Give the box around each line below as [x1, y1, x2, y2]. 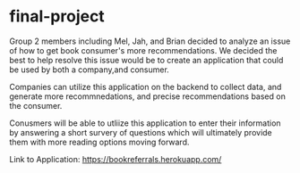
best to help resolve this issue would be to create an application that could [9, 54, 284, 65]
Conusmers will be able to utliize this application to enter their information [9, 118, 281, 128]
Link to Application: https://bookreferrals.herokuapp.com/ [9, 153, 222, 164]
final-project [9, 6, 105, 27]
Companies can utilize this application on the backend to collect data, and [9, 81, 282, 92]
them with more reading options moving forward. [9, 136, 190, 147]
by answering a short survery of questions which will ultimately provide [9, 127, 273, 137]
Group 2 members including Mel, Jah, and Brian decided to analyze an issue [9, 36, 291, 46]
